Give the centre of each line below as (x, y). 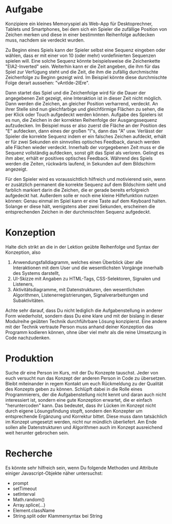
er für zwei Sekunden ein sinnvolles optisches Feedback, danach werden (83, 142)
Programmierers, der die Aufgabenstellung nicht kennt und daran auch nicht (86, 395)
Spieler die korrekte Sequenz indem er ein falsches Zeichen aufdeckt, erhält (86, 136)
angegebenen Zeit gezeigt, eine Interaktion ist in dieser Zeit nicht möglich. (84, 98)
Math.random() (29, 499)
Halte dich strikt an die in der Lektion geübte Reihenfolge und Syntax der (82, 247)
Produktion (30, 359)
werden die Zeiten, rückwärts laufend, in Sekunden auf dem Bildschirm (80, 163)
